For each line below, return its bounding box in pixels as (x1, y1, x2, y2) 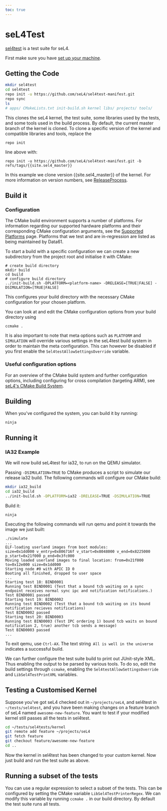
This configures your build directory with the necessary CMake (5, 294, 135, 300)
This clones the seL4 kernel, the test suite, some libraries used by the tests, (5, 115, 161, 121)
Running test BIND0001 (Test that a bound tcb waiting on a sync (5, 584, 144, 589)
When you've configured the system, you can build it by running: (5, 410, 138, 416)
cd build (5, 272, 23, 277)
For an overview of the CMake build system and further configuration (5, 372, 148, 378)
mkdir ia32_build (5, 484, 41, 490)
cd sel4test (5, 87, 30, 92)
